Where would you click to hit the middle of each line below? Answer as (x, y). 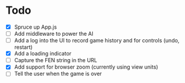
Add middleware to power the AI (54, 34)
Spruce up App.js (35, 27)
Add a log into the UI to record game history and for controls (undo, (97, 41)
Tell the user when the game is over (58, 74)
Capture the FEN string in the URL (56, 60)
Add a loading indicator (43, 54)
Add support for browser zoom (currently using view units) (86, 67)
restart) (23, 47)
